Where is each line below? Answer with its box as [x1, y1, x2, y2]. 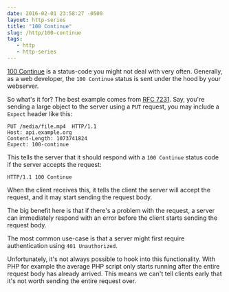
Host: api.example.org [7, 128, 72, 136]
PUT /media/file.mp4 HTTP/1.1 [7, 123, 97, 130]
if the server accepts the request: [7, 160, 102, 168]
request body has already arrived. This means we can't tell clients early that [7, 269, 222, 278]
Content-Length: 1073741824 [7, 135, 88, 142]
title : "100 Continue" [7, 23, 72, 30]
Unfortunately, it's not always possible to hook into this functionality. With [7, 255, 215, 263]
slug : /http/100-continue [7, 29, 81, 36]
